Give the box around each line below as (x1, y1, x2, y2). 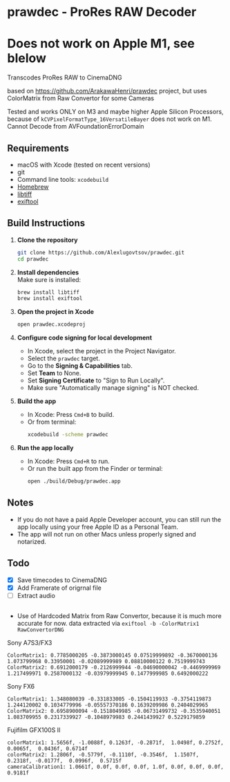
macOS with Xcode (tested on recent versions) (17, 160, 151, 169)
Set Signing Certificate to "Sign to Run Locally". (27, 376, 165, 384)
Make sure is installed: (17, 275, 82, 283)
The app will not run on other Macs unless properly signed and (17, 530, 197, 538)
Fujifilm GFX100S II (7, 726, 61, 734)
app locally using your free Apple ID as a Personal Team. (17, 523, 179, 531)
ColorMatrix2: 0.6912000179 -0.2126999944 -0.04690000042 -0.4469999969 (7, 664, 221, 671)
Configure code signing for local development (17, 333, 153, 342)
